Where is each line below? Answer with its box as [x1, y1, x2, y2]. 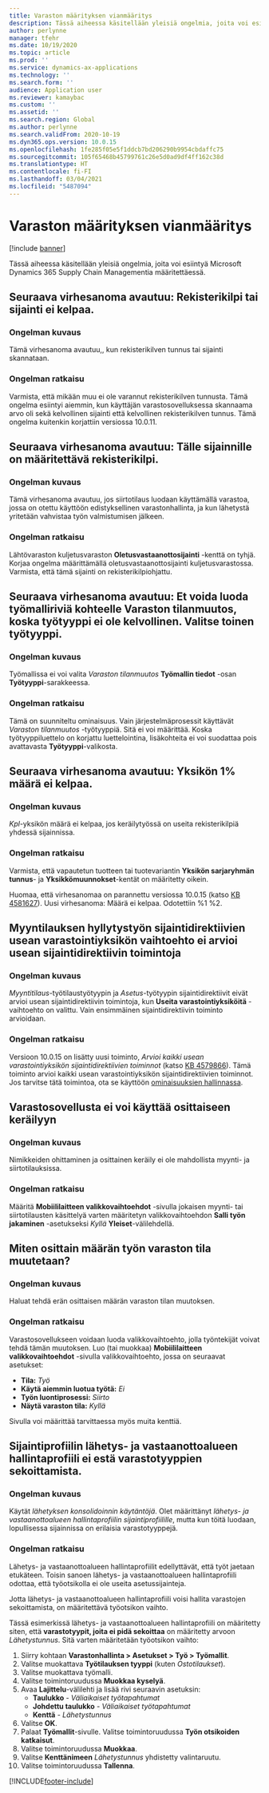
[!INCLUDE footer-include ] [9, 1776, 94, 1786]
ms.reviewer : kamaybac [9, 93, 85, 101]
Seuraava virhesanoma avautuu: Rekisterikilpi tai [9, 291, 259, 304]
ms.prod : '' [9, 57, 49, 65]
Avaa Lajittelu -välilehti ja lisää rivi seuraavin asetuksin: [20, 1684, 201, 1694]
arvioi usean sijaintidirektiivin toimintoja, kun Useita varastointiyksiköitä [9, 997, 247, 1006]
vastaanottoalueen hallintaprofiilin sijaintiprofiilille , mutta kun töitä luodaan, [9, 1515, 256, 1525]
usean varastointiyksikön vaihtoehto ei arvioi [9, 934, 238, 947]
